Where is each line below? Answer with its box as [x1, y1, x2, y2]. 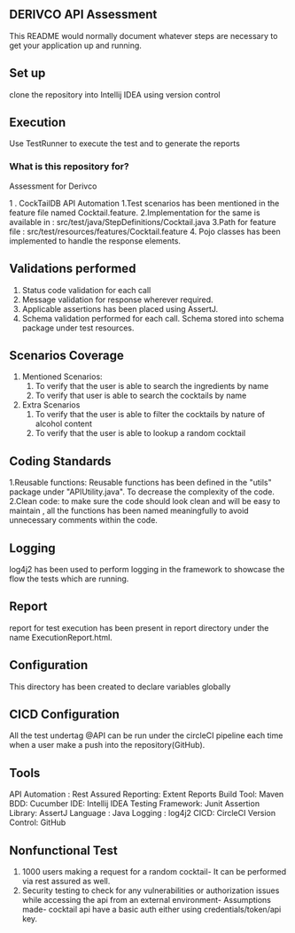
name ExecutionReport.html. [9, 632, 113, 642]
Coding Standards [9, 454, 112, 469]
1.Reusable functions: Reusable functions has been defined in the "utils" [9, 478, 272, 488]
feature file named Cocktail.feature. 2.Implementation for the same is [9, 207, 260, 218]
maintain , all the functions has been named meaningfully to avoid [9, 505, 250, 517]
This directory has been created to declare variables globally [9, 681, 231, 692]
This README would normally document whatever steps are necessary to [9, 30, 278, 41]
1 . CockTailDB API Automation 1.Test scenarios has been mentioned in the [9, 198, 280, 208]
